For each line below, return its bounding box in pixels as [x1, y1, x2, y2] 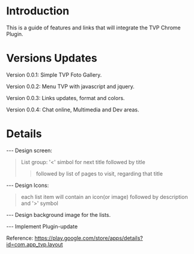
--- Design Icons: [6, 182, 49, 189]
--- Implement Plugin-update [6, 223, 78, 230]
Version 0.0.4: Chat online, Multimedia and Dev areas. [6, 106, 139, 113]
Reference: [6, 234, 34, 241]
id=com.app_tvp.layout [6, 241, 63, 248]
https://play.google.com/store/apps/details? [34, 234, 143, 241]
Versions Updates [6, 52, 97, 65]
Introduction [6, 4, 70, 18]
